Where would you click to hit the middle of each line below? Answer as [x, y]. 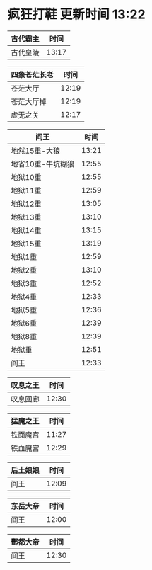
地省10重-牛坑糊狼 [43, 164]
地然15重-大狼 [36, 151]
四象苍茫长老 [33, 74]
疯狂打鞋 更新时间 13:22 [77, 15]
